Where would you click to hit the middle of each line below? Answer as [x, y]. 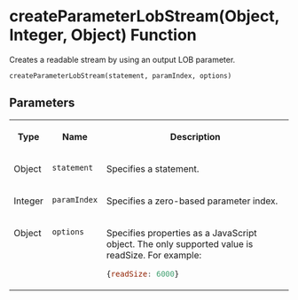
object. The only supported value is [180, 243]
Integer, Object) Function [103, 35]
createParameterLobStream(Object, [145, 16]
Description [195, 136]
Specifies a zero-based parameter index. [192, 201]
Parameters [42, 103]
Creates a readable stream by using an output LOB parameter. [122, 59]
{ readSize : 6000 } [143, 273]
